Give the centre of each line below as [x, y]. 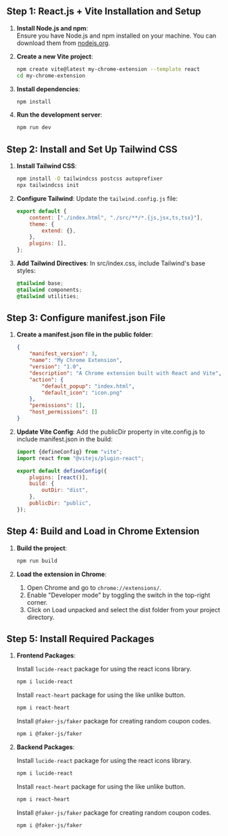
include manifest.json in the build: [64, 439]
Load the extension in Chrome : [61, 574]
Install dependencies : [48, 89]
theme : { [42, 224]
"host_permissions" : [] [63, 412]
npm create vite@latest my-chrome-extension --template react [108, 69]
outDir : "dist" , [65, 490]
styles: [26, 271]
